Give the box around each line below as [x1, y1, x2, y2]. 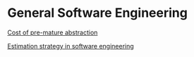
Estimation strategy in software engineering [7, 42, 134, 50]
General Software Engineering [7, 5, 188, 21]
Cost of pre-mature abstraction [7, 28, 98, 37]
